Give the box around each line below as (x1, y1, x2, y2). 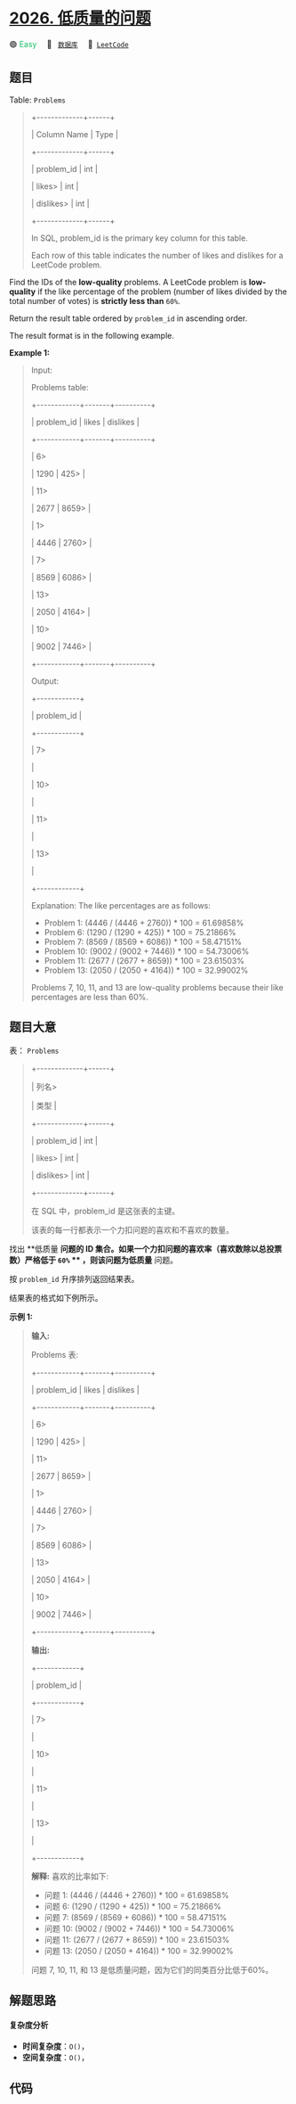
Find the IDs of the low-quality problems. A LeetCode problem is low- (9, 276, 267, 287)
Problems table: (30, 382, 89, 392)
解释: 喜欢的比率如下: (30, 1870, 109, 1881)
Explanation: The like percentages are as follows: (30, 900, 212, 910)
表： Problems (9, 1045, 60, 1056)
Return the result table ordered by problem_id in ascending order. (9, 313, 248, 324)
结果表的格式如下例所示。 (9, 1292, 103, 1303)
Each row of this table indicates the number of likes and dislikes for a (30, 250, 284, 260)
